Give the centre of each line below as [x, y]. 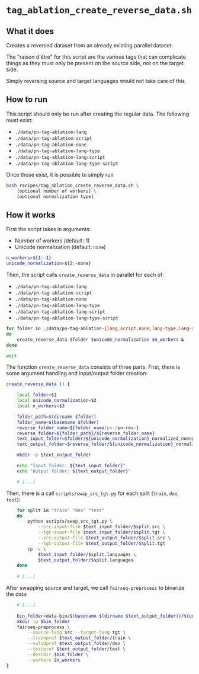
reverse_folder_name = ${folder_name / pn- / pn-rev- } [78, 428]
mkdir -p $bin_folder [43, 621]
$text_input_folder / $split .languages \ [87, 554]
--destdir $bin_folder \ [58, 654]
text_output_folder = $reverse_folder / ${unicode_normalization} [95, 444]
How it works [31, 215]
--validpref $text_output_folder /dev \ [77, 644]
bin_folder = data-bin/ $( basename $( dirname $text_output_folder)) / [100, 616]
